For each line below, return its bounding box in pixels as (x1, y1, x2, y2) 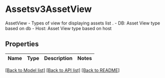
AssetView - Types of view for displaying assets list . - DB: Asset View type (5, 20, 160, 26)
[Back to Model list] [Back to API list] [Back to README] (5, 67, 120, 73)
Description (44, 54, 72, 61)
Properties (5, 40, 39, 48)
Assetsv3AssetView (5, 3, 92, 15)
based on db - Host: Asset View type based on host (5, 25, 112, 31)
